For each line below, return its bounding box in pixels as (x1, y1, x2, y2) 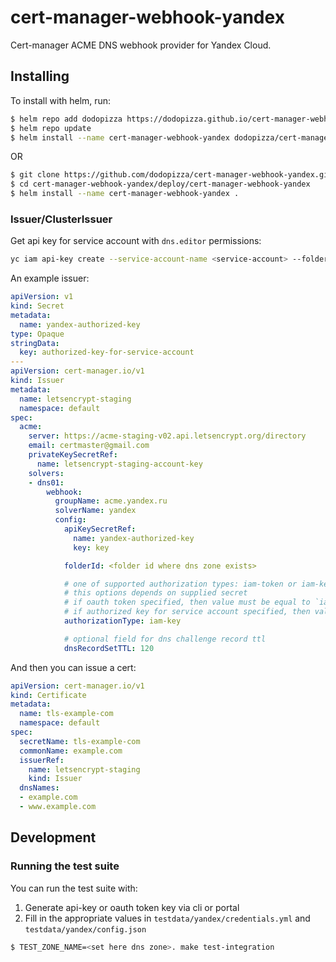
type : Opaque (10, 329, 65, 339)
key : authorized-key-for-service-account (19, 347, 195, 358)
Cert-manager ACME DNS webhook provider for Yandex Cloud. (10, 39, 272, 51)
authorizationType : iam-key (63, 616, 182, 626)
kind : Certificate (10, 690, 87, 700)
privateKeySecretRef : (28, 450, 118, 460)
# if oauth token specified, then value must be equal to (63, 597, 311, 608)
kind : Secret (10, 301, 65, 311)
